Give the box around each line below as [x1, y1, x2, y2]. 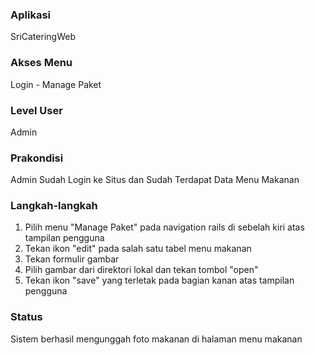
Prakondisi [10, 151, 64, 165]
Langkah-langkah [10, 199, 98, 213]
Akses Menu [10, 56, 73, 70]
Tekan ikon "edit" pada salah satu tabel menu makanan [24, 243, 252, 255]
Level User [10, 103, 63, 117]
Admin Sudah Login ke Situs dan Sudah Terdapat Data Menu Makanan [10, 174, 300, 186]
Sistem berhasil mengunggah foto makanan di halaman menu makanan [10, 333, 303, 345]
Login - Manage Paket [10, 78, 102, 90]
